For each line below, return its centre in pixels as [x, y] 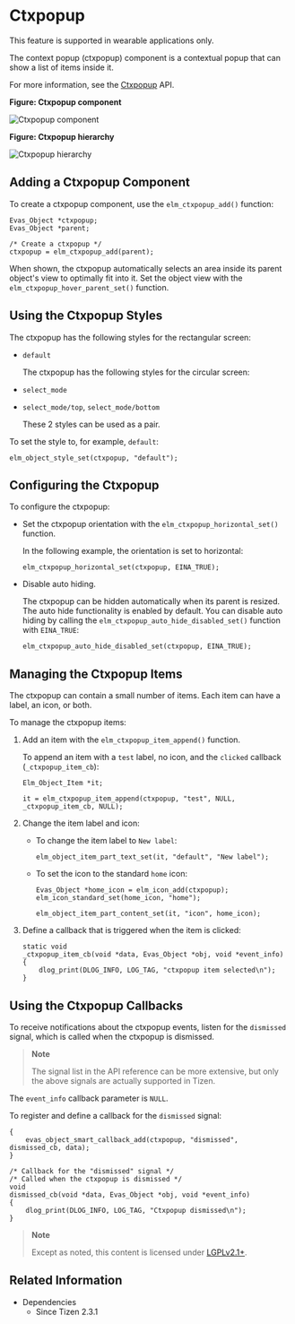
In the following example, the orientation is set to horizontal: [133, 551]
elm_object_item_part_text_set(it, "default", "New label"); [152, 857]
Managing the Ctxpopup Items [96, 674]
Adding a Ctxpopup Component [100, 182]
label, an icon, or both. [51, 705]
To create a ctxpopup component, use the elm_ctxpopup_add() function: [142, 203]
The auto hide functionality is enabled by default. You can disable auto [152, 611]
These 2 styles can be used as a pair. [91, 424]
